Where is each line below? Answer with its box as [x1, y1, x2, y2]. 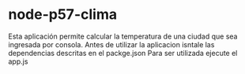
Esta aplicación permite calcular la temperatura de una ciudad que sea [8, 31, 238, 41]
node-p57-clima [8, 6, 117, 24]
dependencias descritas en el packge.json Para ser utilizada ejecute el [8, 48, 238, 57]
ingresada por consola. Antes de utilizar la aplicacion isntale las [8, 39, 215, 49]
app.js [8, 57, 28, 66]
